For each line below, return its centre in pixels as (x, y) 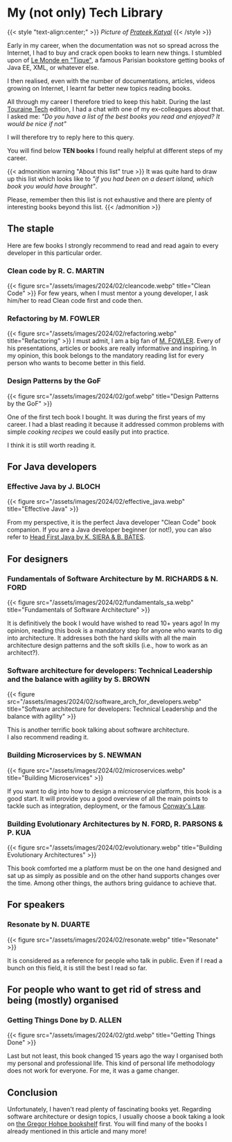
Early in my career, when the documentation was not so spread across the (113, 45)
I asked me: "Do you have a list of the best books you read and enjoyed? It (114, 116)
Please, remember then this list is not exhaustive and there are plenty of (110, 200)
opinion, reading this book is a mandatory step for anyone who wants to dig (115, 631)
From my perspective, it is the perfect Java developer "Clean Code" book (112, 522)
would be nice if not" (37, 123)
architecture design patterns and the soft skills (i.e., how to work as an (107, 645)
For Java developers (52, 467)
